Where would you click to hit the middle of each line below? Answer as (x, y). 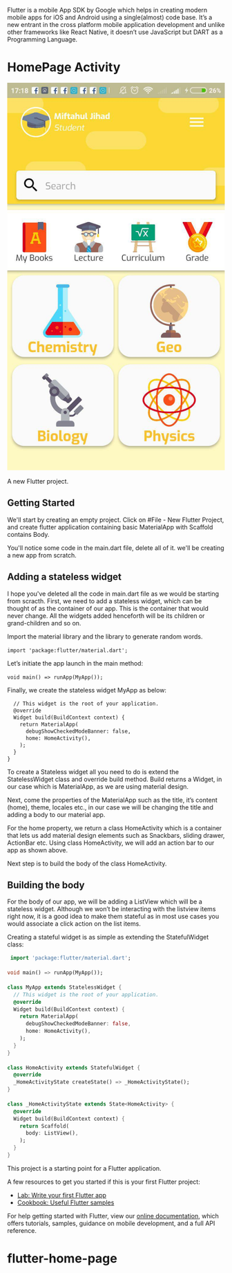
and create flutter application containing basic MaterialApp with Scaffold (110, 527)
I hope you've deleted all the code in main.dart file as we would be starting (113, 594)
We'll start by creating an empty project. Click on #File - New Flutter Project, (116, 520)
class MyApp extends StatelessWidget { (65, 987)
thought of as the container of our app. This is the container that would (108, 608)
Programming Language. (42, 39)
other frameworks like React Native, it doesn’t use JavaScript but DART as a (115, 32)
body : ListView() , (52, 1133)
